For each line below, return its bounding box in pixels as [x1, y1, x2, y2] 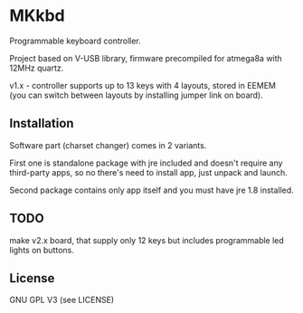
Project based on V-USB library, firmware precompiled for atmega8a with [9, 52, 282, 63]
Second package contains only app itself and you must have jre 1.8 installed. [9, 185, 294, 195]
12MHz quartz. [9, 62, 64, 73]
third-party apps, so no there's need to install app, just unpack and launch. [9, 166, 288, 177]
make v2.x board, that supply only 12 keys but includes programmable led [9, 234, 285, 245]
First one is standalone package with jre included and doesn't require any [9, 157, 283, 168]
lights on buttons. [9, 244, 74, 255]
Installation [9, 116, 74, 131]
